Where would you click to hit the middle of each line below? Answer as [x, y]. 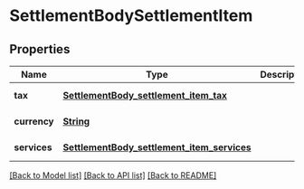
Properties [40, 49]
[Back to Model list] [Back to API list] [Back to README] [113, 175]
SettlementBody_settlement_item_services [157, 147]
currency [34, 121]
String [76, 121]
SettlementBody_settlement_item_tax [145, 95]
